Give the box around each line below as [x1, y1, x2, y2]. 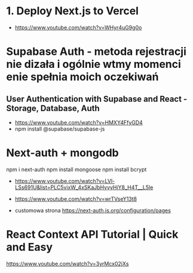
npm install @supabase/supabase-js [14, 125, 105, 132]
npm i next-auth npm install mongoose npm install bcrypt [6, 166, 147, 173]
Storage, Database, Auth [6, 103, 100, 113]
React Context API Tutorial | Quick [6, 228, 179, 241]
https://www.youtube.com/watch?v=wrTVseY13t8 [14, 195, 137, 202]
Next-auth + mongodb [6, 146, 120, 160]
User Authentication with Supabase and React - [6, 94, 188, 104]
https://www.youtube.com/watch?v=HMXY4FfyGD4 [14, 119, 143, 126]
